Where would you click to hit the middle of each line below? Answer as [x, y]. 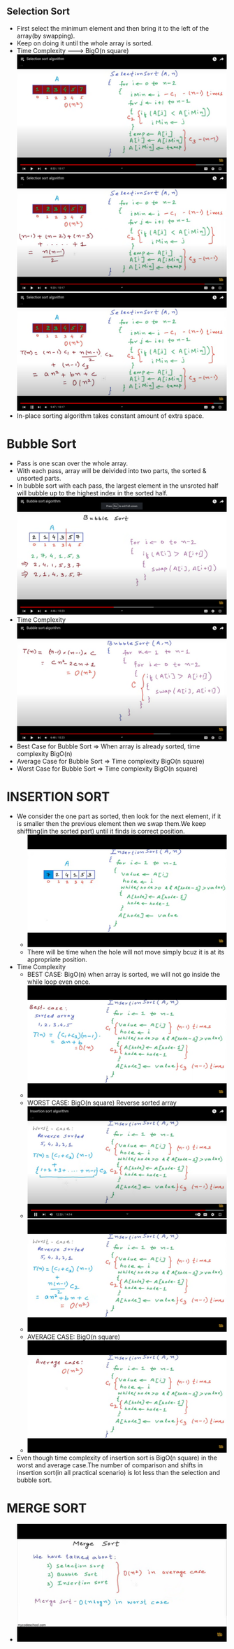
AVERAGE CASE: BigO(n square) [73, 1337]
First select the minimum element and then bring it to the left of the [113, 28]
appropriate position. [57, 959]
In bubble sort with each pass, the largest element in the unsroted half [117, 486]
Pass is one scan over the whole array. [72, 463]
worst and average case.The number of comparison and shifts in [110, 1465]
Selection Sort [38, 12]
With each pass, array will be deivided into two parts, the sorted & [111, 471]
